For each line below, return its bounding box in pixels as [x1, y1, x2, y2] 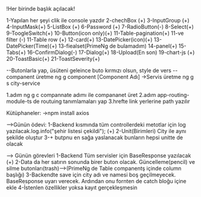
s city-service [6, 80, 40, 87]
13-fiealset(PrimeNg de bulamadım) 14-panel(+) [58, 42, 177, 49]
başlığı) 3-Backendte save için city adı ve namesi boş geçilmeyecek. [6, 171, 176, 178]
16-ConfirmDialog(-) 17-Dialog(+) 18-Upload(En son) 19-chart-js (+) [27, 49, 195, 56]
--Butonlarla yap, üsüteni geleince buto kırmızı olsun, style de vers [6, 67, 172, 74]
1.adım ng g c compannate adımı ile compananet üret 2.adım [6, 92, 156, 98]
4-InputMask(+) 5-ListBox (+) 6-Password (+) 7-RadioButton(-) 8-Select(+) [6, 23, 194, 30]
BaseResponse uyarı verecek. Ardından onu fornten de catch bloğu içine [6, 178, 187, 184]
